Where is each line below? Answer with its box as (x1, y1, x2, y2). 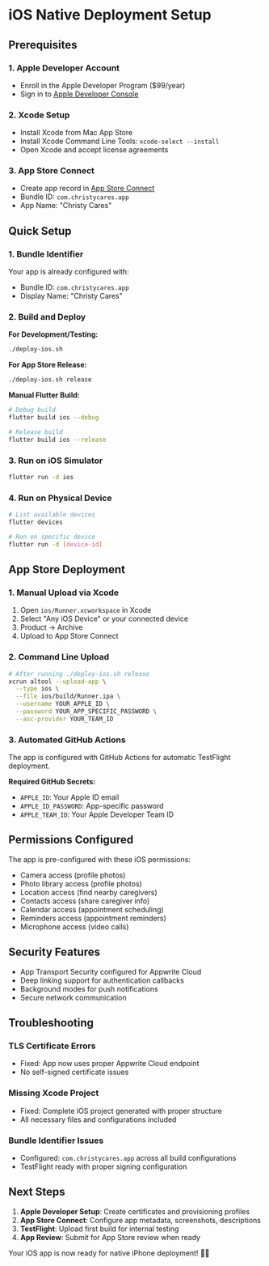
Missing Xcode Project (8, 1087, 99, 1098)
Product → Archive (19, 622, 83, 632)
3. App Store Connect (8, 165, 95, 176)
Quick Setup (8, 224, 72, 238)
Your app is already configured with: (8, 267, 129, 277)
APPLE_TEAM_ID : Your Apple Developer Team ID (19, 809, 174, 819)
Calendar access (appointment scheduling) (19, 904, 164, 914)
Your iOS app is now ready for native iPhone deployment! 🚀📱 (8, 1248, 210, 1258)
